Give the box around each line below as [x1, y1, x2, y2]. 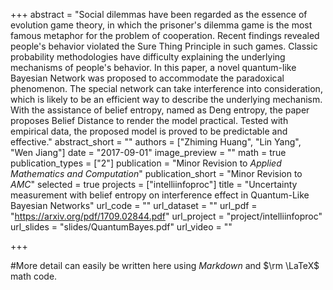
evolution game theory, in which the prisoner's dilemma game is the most [10, 19, 313, 31]
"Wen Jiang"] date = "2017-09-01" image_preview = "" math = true [10, 147, 287, 158]
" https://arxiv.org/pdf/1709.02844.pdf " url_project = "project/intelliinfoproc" [10, 210, 323, 222]
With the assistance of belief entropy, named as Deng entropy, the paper [10, 104, 310, 116]
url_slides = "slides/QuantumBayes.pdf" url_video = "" [10, 221, 233, 233]
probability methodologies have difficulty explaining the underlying [10, 51, 286, 63]
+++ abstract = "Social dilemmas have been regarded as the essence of [10, 9, 308, 20]
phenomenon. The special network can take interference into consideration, [10, 83, 323, 94]
